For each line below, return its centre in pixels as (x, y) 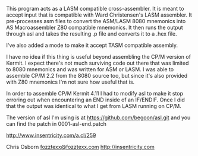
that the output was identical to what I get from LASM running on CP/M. (94, 106)
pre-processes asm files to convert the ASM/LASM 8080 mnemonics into (96, 21)
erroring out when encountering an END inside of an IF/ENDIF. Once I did (96, 100)
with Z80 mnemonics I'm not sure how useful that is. (70, 82)
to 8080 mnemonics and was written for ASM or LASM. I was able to (90, 69)
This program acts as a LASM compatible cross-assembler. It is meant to (95, 9)
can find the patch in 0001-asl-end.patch (56, 124)
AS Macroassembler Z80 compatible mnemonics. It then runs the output (95, 27)
